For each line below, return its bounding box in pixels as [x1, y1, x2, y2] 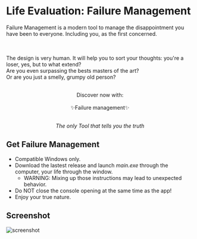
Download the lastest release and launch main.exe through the [14, 162, 168, 169]
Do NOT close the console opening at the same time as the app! [14, 187, 172, 194]
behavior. [23, 181, 47, 188]
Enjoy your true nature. [14, 193, 71, 200]
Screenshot [6, 210, 51, 221]
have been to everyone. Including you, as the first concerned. [6, 30, 157, 37]
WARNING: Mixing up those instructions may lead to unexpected [23, 174, 182, 181]
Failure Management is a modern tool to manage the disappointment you [6, 24, 185, 31]
